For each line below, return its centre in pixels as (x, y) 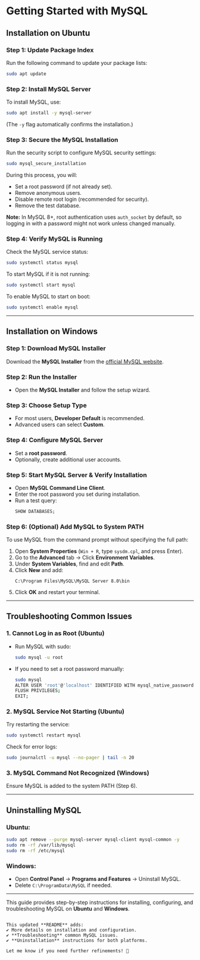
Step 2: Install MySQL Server (49, 89)
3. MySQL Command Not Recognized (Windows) (78, 773)
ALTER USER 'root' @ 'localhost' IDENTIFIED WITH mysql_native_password (104, 685)
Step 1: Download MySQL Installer (56, 349)
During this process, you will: (42, 175)
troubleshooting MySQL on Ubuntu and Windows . (68, 909)
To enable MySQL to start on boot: (49, 297)
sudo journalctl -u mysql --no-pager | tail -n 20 (70, 758)
